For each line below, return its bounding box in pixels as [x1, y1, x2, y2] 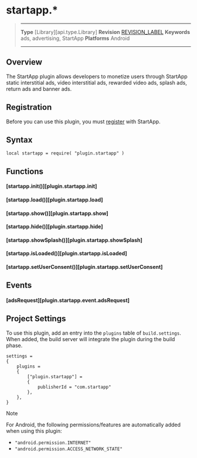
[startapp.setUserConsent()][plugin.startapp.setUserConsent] [6, 263, 163, 270]
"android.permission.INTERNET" [14, 440, 91, 446]
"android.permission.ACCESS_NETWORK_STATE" [14, 446, 123, 452]
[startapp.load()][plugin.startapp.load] [6, 196, 104, 203]
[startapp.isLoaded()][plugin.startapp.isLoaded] [6, 250, 127, 257]
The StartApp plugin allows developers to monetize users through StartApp [6, 73, 188, 80]
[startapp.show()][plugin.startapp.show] [6, 210, 108, 217]
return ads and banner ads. [6, 85, 72, 92]
